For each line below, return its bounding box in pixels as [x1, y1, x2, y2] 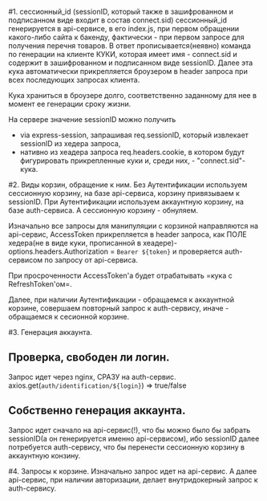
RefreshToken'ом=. [8, 279, 72, 288]
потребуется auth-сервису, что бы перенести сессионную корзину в [8, 442, 245, 452]
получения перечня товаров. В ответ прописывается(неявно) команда [8, 41, 251, 51]
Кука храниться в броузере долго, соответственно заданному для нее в [8, 91, 257, 100]
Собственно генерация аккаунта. [8, 404, 186, 417]
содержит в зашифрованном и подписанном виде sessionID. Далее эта [8, 58, 253, 67]
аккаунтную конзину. [8, 450, 81, 460]
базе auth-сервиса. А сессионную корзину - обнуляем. [8, 206, 199, 215]
